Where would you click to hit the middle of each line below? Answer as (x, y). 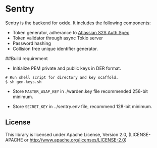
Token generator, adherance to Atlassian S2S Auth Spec (71, 32)
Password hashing (32, 43)
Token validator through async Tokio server (58, 38)
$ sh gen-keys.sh (23, 82)
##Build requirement (27, 58)
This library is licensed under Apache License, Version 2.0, (66, 134)
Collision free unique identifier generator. (55, 48)
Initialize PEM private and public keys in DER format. (67, 68)
